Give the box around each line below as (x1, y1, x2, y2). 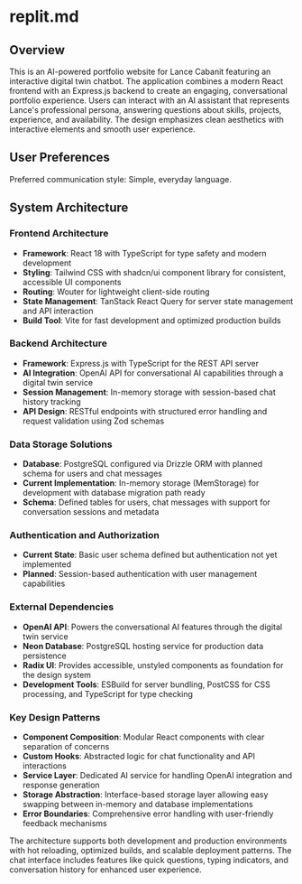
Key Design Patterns (9, 711, 101, 723)
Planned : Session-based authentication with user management (22, 569, 258, 580)
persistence (22, 650, 68, 661)
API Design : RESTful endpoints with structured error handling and (22, 405, 268, 416)
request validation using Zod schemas (22, 415, 165, 426)
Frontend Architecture (9, 228, 109, 240)
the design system (22, 669, 92, 680)
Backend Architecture (9, 337, 108, 349)
